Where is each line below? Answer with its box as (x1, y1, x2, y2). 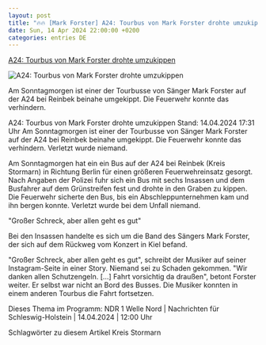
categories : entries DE (8, 33, 87, 42)
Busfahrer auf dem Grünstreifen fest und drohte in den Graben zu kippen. (8, 184, 248, 194)
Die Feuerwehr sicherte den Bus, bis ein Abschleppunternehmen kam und (8, 192, 249, 202)
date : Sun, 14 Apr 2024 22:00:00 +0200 (8, 26, 140, 34)
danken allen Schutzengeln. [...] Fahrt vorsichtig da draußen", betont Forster (8, 272, 256, 282)
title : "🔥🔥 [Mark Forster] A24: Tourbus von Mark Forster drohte (8, 19, 230, 27)
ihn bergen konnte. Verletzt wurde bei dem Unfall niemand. (8, 201, 200, 210)
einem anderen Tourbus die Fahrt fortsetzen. (8, 289, 154, 298)
